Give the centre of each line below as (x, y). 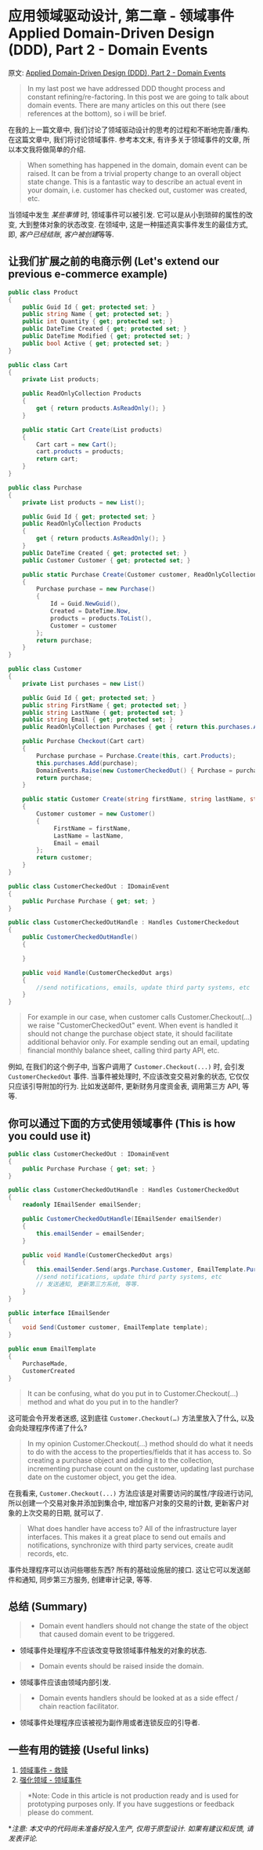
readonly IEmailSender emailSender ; (82, 1205)
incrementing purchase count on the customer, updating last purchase (141, 1468)
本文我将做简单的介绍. (50, 149)
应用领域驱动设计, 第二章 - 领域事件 (121, 16)
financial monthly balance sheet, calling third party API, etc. (123, 1050)
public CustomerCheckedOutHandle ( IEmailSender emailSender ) (122, 1219)
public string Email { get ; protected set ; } (98, 720)
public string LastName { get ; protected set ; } (103, 713)
